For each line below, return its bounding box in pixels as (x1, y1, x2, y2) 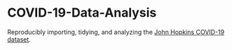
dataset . (7, 35, 32, 43)
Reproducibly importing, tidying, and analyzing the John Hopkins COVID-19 (7, 28, 225, 36)
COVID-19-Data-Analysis (7, 5, 157, 21)
